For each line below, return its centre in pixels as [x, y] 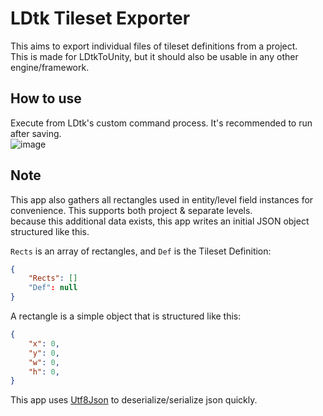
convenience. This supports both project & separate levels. [131, 210]
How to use [46, 98]
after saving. [36, 133]
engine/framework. [50, 67]
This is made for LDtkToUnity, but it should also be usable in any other [154, 56]
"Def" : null [53, 288]
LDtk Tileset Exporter [100, 18]
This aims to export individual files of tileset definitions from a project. [154, 46]
